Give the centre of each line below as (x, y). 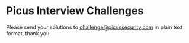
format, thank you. (29, 33)
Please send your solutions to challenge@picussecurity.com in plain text (94, 27)
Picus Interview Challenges (75, 11)
